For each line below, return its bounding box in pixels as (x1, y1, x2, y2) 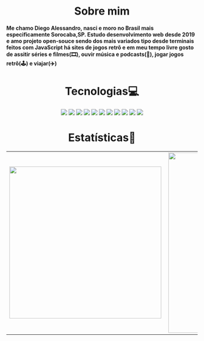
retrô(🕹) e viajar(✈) (6, 60, 57, 67)
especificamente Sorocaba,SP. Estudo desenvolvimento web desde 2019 (6, 30, 195, 38)
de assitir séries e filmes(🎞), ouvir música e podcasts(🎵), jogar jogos (6, 50, 184, 58)
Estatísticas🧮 (68, 131, 136, 145)
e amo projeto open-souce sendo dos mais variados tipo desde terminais (6, 37, 194, 44)
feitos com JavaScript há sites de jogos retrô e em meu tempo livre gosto (6, 44, 194, 51)
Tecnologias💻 (64, 84, 140, 98)
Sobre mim (74, 4, 130, 18)
